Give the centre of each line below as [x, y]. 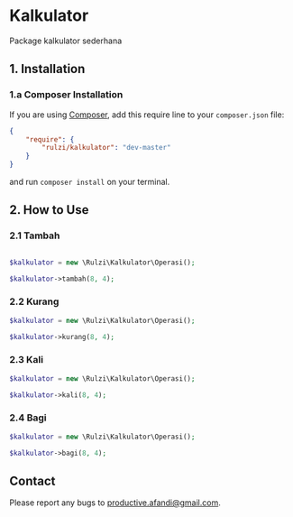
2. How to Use [49, 210]
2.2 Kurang [34, 301]
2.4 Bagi [28, 418]
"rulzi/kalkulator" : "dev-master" [106, 148]
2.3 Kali [26, 360]
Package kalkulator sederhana [66, 41]
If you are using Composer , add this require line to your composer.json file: [147, 115]
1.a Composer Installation [66, 95]
